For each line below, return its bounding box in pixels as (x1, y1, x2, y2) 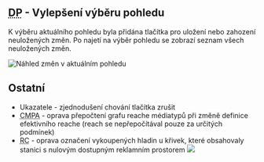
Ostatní (8, 81, 46, 95)
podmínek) (19, 127, 55, 136)
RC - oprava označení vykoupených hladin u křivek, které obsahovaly (19, 135, 244, 145)
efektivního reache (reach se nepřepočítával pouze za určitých (19, 119, 222, 128)
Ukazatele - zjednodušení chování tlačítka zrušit (19, 102, 175, 112)
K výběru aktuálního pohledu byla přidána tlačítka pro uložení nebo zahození (8, 27, 256, 36)
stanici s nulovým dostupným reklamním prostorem (19, 145, 185, 154)
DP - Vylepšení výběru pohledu (8, 6, 165, 20)
